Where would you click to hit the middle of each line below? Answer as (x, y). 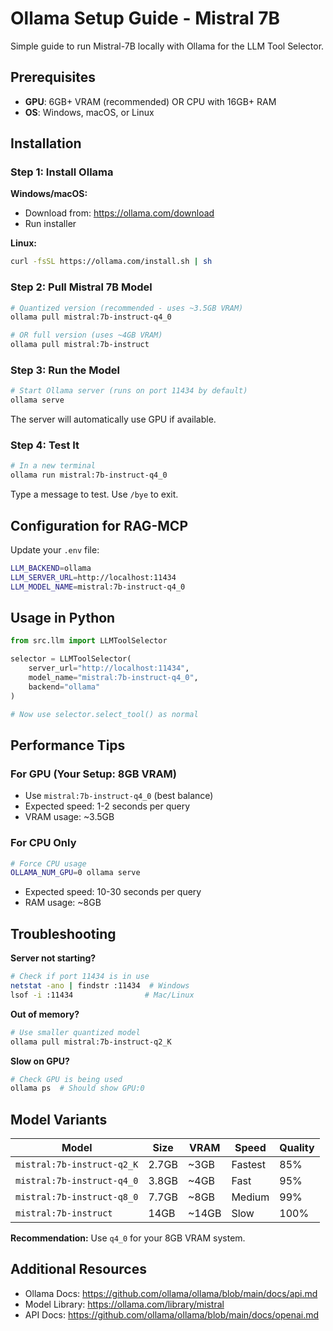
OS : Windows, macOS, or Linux (89, 112)
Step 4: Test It (45, 445)
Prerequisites (53, 77)
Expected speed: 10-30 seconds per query (113, 892)
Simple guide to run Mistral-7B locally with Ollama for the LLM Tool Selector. (167, 46)
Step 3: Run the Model (65, 370)
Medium (250, 1197)
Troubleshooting (63, 933)
